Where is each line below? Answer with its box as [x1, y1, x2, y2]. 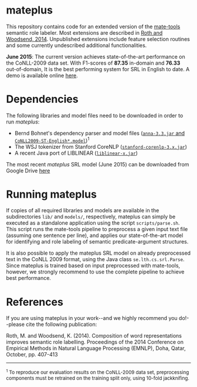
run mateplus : [6, 118, 40, 125]
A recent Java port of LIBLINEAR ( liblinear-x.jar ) [14, 149, 138, 156]
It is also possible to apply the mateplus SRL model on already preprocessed [6, 249, 191, 256]
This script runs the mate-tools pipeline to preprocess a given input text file [6, 226, 188, 233]
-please [6, 321, 25, 328]
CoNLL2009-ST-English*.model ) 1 [14, 136, 90, 144]
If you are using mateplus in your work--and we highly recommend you [6, 315, 178, 322]
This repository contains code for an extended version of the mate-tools [6, 23, 181, 30]
